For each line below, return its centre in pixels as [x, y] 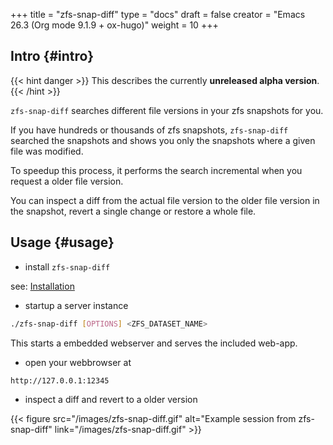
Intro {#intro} [52, 56]
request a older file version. [67, 181]
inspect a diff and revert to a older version [111, 400]
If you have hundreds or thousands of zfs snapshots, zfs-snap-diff [149, 130]
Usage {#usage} [62, 242]
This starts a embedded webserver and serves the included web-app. [154, 343]
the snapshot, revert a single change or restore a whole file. [133, 211]
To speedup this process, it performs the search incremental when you [156, 170]
